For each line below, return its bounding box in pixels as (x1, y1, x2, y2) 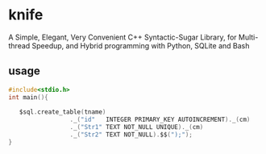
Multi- (238, 32, 259, 42)
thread (8, 40, 31, 50)
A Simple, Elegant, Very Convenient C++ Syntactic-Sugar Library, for (8, 32, 237, 42)
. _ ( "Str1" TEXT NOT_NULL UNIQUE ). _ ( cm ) (69, 123, 204, 131)
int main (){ (8, 93, 48, 102)
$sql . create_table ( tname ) (19, 108, 106, 116)
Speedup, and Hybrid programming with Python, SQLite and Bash (31, 40, 250, 50)
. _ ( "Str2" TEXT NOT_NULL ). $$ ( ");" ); (69, 131, 193, 139)
